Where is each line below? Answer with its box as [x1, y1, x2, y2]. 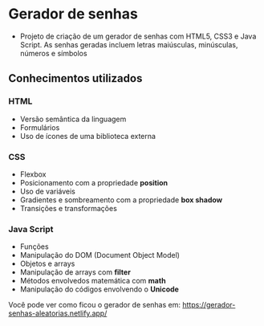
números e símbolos [19, 48, 87, 58]
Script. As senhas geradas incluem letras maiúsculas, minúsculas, [19, 39, 238, 49]
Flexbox [19, 169, 47, 179]
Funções [19, 242, 50, 251]
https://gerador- [181, 300, 236, 310]
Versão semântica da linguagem [19, 114, 127, 124]
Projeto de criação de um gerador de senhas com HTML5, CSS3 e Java [19, 31, 257, 41]
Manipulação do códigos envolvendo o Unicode [19, 284, 179, 294]
